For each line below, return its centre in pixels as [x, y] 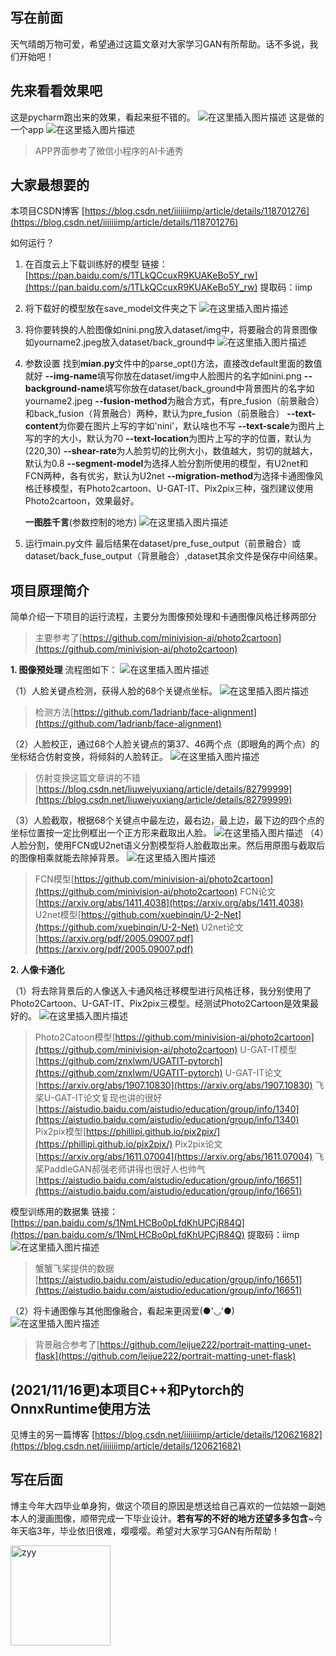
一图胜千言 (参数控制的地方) [81, 522]
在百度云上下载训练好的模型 [82, 264]
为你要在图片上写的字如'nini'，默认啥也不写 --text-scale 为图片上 [191, 426]
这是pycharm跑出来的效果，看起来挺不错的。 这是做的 [167, 117]
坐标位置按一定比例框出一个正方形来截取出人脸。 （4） [167, 833]
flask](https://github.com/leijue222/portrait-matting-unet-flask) [165, 1356]
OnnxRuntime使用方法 [80, 1408]
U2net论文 [223, 927]
